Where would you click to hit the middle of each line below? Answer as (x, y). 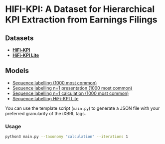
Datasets (19, 38)
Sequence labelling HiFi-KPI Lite (45, 98)
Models (17, 71)
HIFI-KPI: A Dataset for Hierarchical (80, 9)
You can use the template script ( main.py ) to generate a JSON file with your (82, 108)
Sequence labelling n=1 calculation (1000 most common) (71, 93)
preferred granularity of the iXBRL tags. (46, 113)
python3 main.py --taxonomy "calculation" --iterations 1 (67, 137)
